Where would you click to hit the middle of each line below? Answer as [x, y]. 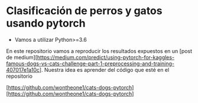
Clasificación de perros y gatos [84, 11]
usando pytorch [46, 23]
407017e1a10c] [24, 69]
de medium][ [22, 57]
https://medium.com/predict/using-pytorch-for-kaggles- [106, 57]
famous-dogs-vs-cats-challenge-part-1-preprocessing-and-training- [90, 64]
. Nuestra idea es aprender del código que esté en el [105, 69]
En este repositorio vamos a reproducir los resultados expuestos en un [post [99, 51]
